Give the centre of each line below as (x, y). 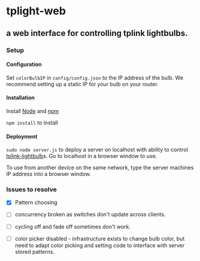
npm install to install (32, 122)
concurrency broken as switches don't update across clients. (90, 214)
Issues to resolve (31, 190)
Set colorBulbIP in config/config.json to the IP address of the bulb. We (95, 78)
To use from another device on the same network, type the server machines (100, 168)
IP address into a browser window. (49, 174)
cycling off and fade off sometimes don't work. (72, 226)
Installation (20, 98)
